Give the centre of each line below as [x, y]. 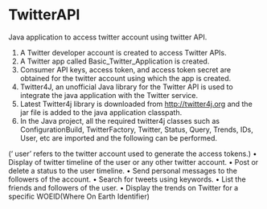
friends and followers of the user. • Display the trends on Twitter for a [123, 187]
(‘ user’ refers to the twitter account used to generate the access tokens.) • [133, 154]
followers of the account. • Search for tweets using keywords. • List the [127, 179]
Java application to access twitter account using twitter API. [108, 37]
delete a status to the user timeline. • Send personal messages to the [123, 170]
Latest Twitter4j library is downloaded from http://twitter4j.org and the [136, 104]
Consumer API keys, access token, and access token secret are [125, 69]
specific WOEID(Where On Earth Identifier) [79, 196]
